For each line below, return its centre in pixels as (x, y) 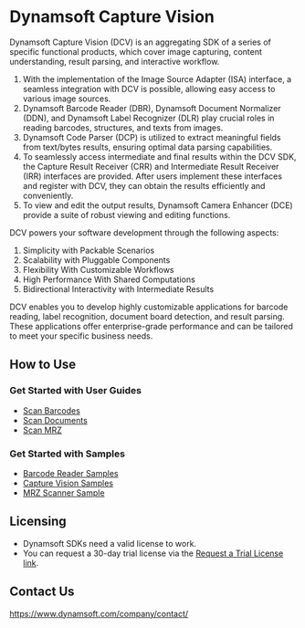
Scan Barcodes (51, 410)
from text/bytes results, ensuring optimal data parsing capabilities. (147, 147)
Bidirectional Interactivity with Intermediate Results (118, 288)
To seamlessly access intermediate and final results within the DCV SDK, (159, 156)
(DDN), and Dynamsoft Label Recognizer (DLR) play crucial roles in (148, 118)
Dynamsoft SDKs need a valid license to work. (110, 543)
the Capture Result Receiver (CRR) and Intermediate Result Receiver (151, 166)
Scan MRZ (42, 430)
